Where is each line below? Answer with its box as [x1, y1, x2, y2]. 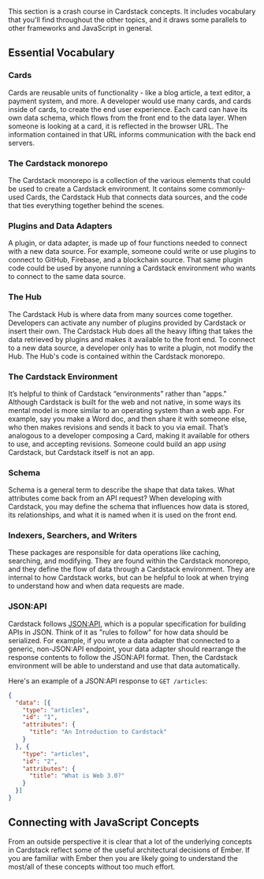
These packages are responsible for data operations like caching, [8, 548, 221, 557]
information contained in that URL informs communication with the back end [8, 129, 256, 139]
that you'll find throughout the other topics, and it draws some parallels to [8, 15, 247, 24]
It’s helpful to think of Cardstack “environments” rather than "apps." [8, 389, 227, 398]
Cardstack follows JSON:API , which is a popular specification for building [8, 619, 247, 628]
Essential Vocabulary [8, 47, 115, 60]
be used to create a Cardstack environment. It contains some [8, 184, 206, 193]
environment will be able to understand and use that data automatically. [8, 661, 240, 670]
